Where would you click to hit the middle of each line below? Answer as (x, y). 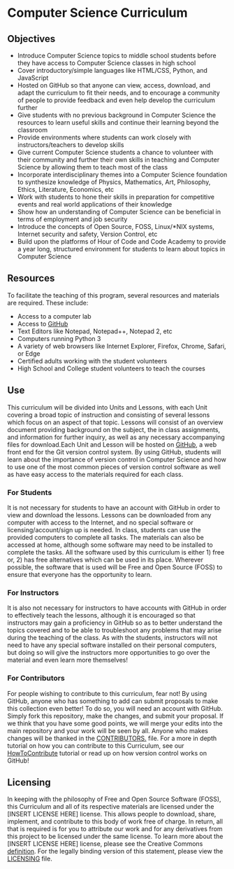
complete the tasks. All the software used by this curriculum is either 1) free (116, 552)
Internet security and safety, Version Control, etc (87, 234)
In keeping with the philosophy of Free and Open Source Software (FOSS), (114, 799)
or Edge (29, 353)
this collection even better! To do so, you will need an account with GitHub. (115, 708)
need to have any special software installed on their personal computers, (112, 645)
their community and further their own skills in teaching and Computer (118, 160)
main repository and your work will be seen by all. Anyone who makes (108, 730)
